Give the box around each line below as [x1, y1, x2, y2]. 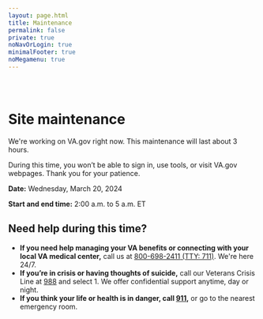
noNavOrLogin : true [8, 41, 73, 49]
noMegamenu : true [8, 56, 66, 64]
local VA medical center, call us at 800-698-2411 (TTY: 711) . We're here [19, 251, 254, 261]
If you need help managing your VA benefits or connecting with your [19, 242, 249, 253]
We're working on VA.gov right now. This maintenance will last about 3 [8, 136, 238, 146]
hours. [8, 144, 29, 154]
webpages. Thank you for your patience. [8, 168, 141, 178]
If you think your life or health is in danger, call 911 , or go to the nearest [19, 293, 255, 302]
